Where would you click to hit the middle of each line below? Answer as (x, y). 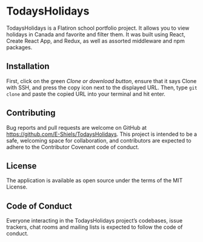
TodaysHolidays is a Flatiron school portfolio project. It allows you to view (98, 28)
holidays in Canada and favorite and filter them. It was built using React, (96, 34)
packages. (19, 47)
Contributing (31, 113)
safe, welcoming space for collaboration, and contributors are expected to (99, 140)
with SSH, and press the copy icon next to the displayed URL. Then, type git (102, 87)
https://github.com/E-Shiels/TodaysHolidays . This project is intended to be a (102, 134)
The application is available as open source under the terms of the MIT (95, 181)
